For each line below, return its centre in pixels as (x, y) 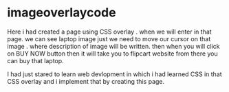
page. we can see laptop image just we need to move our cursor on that (109, 38)
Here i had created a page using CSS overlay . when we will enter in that (109, 32)
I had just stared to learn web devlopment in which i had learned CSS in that (115, 74)
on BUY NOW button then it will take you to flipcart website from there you (112, 54)
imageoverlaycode (62, 13)
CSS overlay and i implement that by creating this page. (86, 81)
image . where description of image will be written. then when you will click (113, 46)
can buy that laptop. (35, 60)
